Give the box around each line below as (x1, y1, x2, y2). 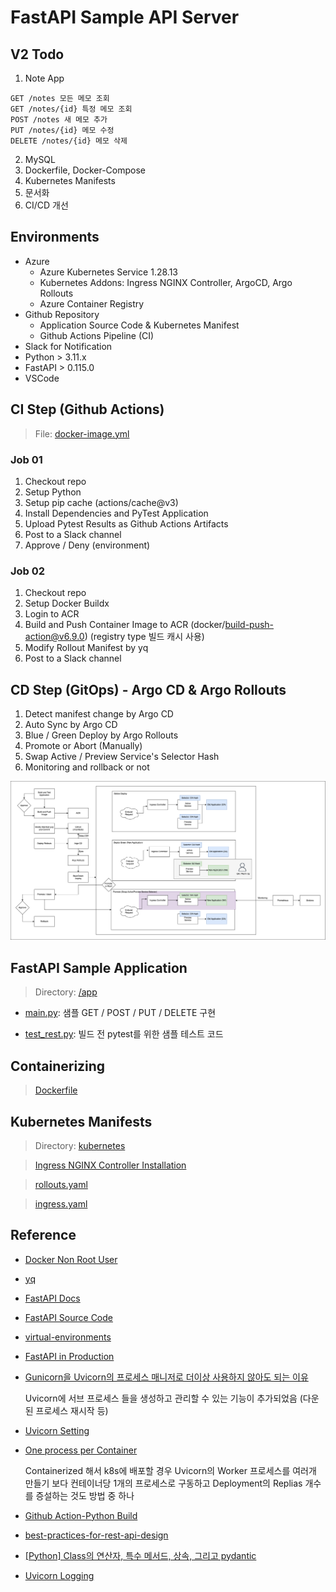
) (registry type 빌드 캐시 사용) (84, 631, 205, 643)
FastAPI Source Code (24, 1311, 113, 1323)
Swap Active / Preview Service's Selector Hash (24, 751, 220, 763)
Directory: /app (34, 986, 98, 998)
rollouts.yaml (34, 1178, 88, 1190)
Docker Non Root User (24, 1253, 118, 1265)
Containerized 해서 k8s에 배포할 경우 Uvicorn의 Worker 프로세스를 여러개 (24, 1464, 317, 1476)
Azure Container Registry (39, 297, 145, 310)
